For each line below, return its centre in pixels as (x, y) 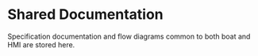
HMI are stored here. (41, 44)
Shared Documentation (85, 15)
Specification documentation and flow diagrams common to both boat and (129, 36)
